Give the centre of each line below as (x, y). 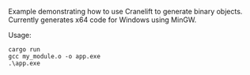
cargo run (25, 50)
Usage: (20, 35)
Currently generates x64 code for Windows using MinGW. (102, 20)
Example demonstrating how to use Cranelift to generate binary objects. (125, 11)
